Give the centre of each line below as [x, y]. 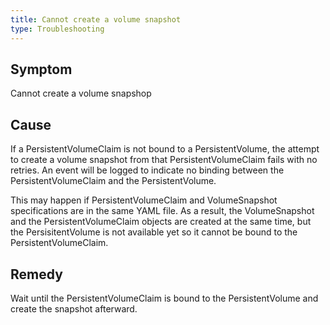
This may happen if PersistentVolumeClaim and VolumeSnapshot [144, 200]
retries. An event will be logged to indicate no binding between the [147, 170]
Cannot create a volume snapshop [81, 93]
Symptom [41, 69]
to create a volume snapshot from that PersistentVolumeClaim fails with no [164, 160]
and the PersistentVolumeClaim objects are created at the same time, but [161, 222]
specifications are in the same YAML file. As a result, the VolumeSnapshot [162, 211]
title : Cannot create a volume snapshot [96, 19]
